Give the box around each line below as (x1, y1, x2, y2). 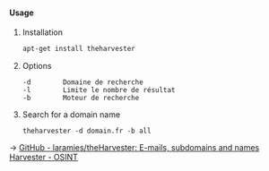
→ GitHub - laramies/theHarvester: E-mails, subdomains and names (9, 142, 260, 153)
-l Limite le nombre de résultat (22, 86, 176, 95)
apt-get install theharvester (22, 45, 136, 54)
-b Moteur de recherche (22, 94, 140, 103)
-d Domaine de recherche (22, 78, 143, 87)
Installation (22, 27, 64, 38)
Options (22, 61, 52, 72)
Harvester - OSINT (9, 152, 79, 163)
